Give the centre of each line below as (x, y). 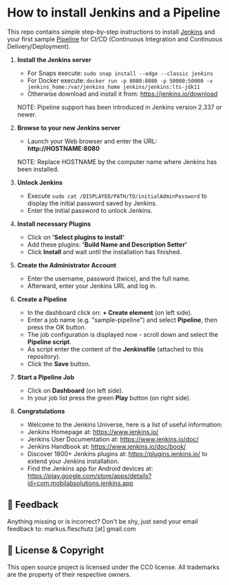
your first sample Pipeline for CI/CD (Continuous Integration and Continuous (115, 39)
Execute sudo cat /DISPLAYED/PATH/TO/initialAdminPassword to (117, 196)
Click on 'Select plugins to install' (76, 237)
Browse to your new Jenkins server (68, 127)
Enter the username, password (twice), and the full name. (109, 278)
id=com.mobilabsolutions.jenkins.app (80, 483)
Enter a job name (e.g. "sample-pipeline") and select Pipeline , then (122, 320)
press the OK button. (57, 327)
